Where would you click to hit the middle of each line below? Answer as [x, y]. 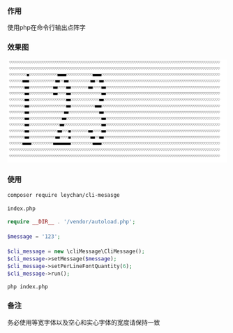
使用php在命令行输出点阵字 [46, 28]
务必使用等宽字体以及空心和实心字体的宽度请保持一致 [84, 322]
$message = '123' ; [34, 237]
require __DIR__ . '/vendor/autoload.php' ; [72, 222]
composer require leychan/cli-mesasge [63, 195]
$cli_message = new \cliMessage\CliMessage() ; [76, 251]
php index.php [28, 287]
